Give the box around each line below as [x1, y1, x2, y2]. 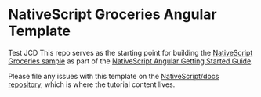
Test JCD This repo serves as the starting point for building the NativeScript [8, 48, 253, 57]
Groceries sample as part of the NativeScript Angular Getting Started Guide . [8, 56, 253, 66]
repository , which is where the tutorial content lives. [8, 80, 176, 89]
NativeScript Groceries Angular [8, 5, 217, 23]
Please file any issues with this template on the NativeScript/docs [8, 71, 219, 81]
